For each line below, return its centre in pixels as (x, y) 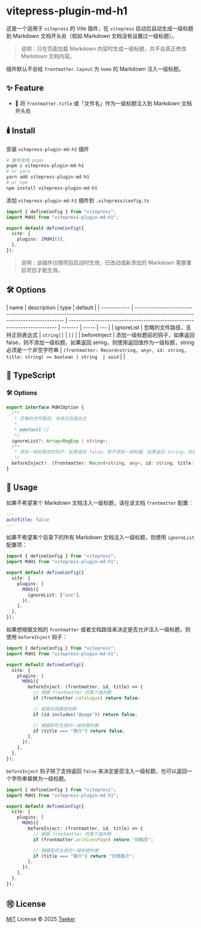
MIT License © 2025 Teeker (41, 919)
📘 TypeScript (31, 376)
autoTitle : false (28, 520)
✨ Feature (25, 88)
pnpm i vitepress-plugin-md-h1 (45, 166)
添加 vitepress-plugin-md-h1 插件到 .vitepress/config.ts (78, 200)
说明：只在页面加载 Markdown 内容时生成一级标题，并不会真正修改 (103, 49)
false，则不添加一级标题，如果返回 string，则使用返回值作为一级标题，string (100, 342)
